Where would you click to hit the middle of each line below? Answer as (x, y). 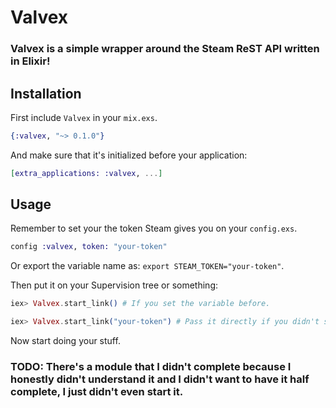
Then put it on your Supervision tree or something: (114, 285)
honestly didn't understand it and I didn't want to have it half (160, 379)
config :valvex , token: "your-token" (89, 247)
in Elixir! (30, 61)
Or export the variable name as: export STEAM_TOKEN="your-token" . (147, 266)
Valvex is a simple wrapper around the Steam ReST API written (165, 49)
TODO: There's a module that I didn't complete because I (151, 367)
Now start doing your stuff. (65, 341)
